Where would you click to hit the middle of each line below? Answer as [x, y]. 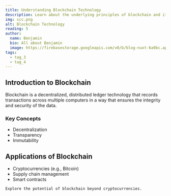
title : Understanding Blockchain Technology [53, 10]
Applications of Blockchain [49, 156]
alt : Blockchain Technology [35, 24]
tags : [11, 52]
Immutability [26, 141]
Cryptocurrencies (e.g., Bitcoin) [46, 169]
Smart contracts [30, 179]
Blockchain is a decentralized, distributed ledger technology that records [81, 95]
